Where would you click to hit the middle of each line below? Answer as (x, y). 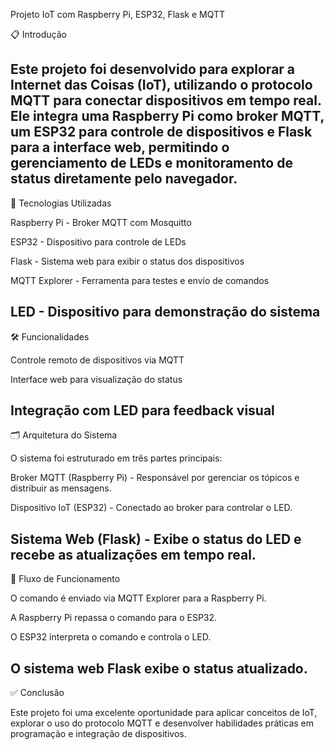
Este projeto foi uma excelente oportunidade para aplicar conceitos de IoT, (164, 713)
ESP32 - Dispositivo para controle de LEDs (98, 241)
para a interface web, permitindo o (120, 147)
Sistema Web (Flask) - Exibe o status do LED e (156, 539)
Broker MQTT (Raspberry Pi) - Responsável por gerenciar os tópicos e (155, 478)
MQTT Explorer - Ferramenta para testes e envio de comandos (140, 280)
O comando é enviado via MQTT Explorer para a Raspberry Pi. (138, 598)
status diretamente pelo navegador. (124, 179)
